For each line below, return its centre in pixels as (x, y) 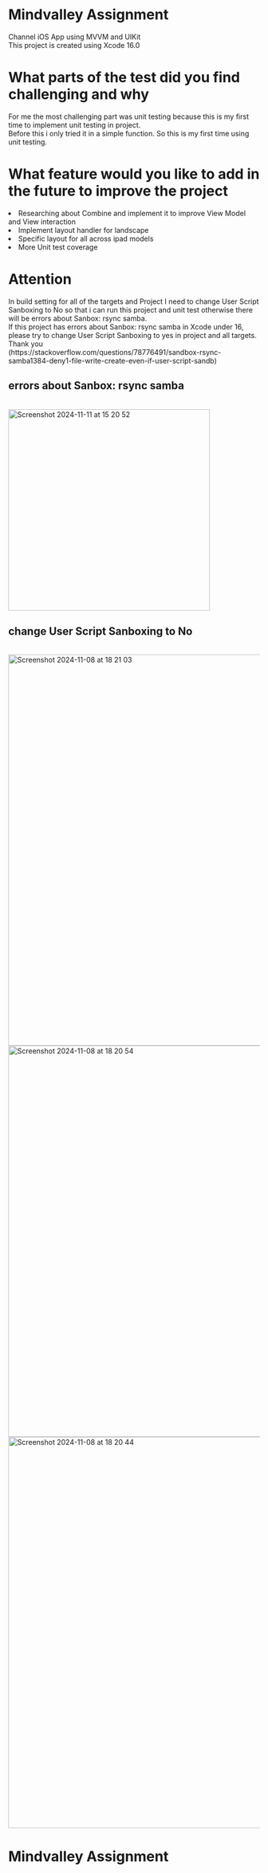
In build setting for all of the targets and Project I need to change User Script (134, 301)
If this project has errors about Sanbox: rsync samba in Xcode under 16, (126, 327)
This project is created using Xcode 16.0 (74, 45)
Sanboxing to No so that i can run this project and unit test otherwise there (131, 309)
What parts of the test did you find (124, 78)
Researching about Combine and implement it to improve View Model (132, 213)
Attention (40, 279)
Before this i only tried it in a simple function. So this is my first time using (129, 133)
